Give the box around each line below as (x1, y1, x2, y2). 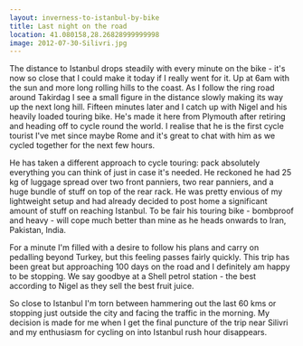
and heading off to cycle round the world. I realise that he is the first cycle (9, 121, 285, 132)
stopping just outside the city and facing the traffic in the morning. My (9, 308, 270, 319)
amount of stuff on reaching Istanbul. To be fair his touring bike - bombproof (9, 205, 294, 217)
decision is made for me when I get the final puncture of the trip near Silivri (9, 317, 289, 328)
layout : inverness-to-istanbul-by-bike (9, 13, 160, 23)
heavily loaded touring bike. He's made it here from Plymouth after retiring (9, 111, 287, 122)
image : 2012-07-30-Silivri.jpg (9, 38, 128, 48)
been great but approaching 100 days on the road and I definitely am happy (9, 261, 291, 272)
